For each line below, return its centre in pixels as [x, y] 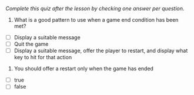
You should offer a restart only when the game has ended [84, 69]
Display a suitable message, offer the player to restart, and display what [101, 51]
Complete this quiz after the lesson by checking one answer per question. [95, 9]
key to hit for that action [43, 57]
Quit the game [31, 44]
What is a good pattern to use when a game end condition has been [96, 20]
